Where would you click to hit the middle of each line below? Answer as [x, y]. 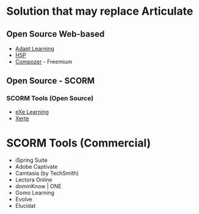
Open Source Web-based [56, 34]
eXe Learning [32, 112]
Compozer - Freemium [44, 62]
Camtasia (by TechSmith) [47, 173]
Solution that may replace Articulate [100, 11]
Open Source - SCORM [51, 81]
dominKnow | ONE [38, 186]
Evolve [24, 199]
